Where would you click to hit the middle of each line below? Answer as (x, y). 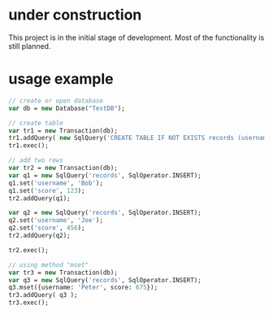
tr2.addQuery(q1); (39, 198)
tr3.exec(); (28, 303)
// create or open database (56, 100)
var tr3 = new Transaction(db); (63, 273)
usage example (61, 79)
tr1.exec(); (28, 146)
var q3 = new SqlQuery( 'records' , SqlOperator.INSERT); (105, 280)
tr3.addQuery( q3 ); (43, 295)
